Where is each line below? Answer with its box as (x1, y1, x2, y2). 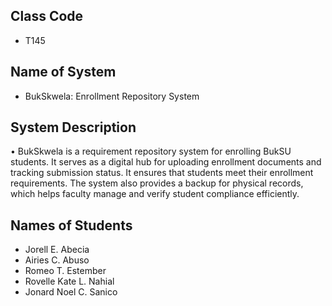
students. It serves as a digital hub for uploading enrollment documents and (10, 156, 322, 168)
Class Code (10, 8, 84, 25)
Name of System (10, 64, 117, 81)
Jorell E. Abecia (24, 244, 90, 256)
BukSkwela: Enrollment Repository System (24, 90, 200, 102)
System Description (10, 119, 137, 136)
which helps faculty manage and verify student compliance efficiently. (10, 188, 300, 200)
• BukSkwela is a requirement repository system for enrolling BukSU (10, 145, 292, 158)
